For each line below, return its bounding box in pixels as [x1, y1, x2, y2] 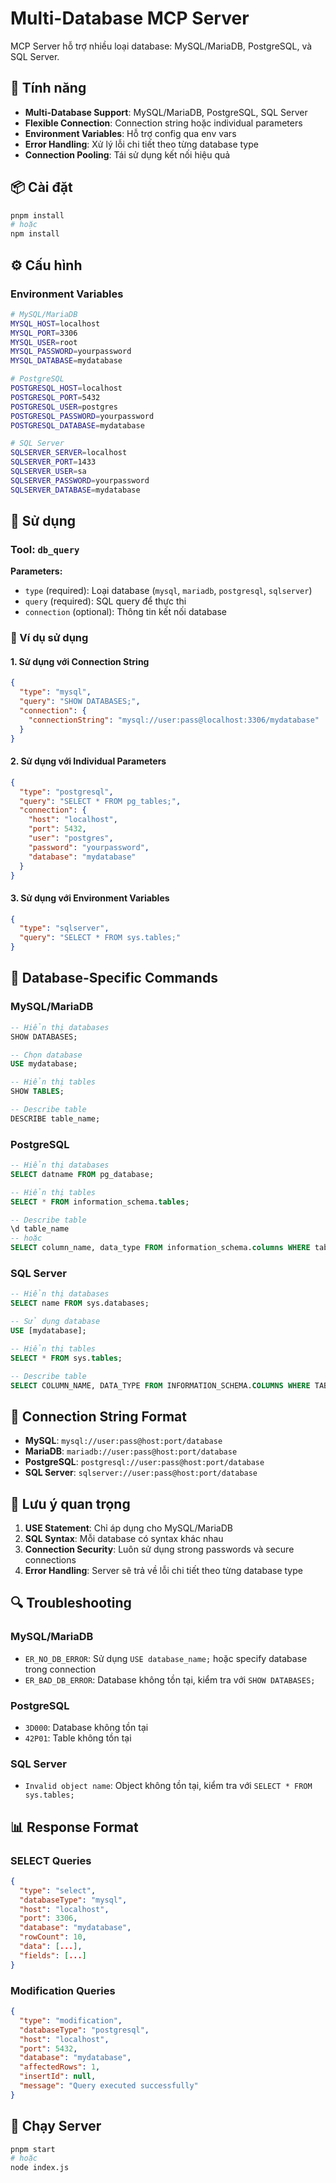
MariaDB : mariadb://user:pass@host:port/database [24, 1445, 238, 1457]
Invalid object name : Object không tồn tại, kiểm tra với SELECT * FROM [24, 1780, 313, 1792]
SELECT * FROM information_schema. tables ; [10, 1197, 190, 1207]
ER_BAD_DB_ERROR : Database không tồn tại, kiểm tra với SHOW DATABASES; [24, 1673, 316, 1686]
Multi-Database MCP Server [10, 7, 250, 30]
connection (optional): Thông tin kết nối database [24, 606, 228, 618]
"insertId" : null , [19, 2072, 97, 2082]
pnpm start [10, 2144, 56, 2154]
